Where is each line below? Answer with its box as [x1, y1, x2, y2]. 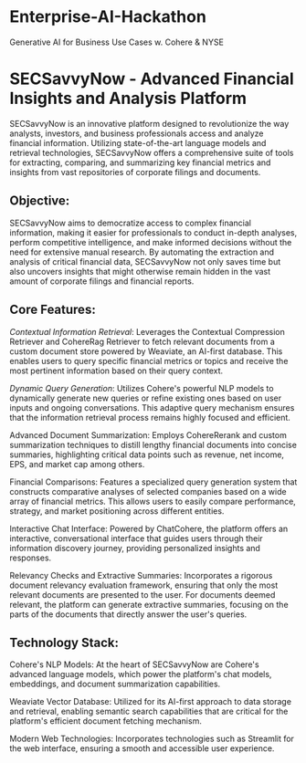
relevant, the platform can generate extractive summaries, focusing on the [9, 599, 290, 610]
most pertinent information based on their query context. [9, 365, 224, 376]
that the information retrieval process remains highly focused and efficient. [9, 412, 290, 423]
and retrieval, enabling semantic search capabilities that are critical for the [9, 706, 289, 717]
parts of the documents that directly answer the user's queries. [9, 609, 248, 620]
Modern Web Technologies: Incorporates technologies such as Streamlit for [9, 733, 295, 745]
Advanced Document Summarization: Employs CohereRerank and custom [9, 429, 288, 440]
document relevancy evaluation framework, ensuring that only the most [9, 580, 279, 591]
